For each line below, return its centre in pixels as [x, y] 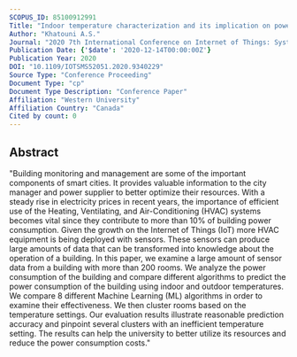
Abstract [34, 152]
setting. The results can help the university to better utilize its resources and [148, 333]
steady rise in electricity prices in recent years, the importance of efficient [144, 201]
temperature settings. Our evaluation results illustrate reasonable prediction [147, 314]
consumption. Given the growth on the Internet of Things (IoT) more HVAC [145, 229]
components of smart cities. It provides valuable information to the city [138, 182]
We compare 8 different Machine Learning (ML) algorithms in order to [136, 295]
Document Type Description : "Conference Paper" [99, 91]
